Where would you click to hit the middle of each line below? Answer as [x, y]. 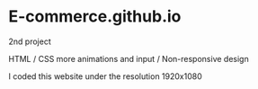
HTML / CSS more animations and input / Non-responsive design [129, 58]
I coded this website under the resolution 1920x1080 [106, 76]
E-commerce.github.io [95, 17]
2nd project [30, 41]
